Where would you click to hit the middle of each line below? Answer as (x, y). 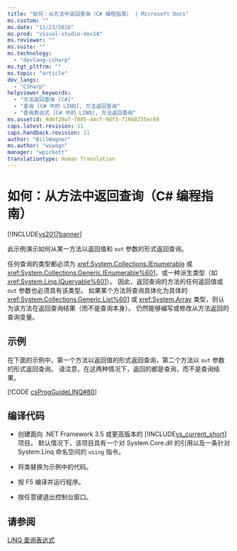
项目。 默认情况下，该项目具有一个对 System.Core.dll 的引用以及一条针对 (124, 443)
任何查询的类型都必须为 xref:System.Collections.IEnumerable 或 (100, 264)
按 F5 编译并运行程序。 (51, 482)
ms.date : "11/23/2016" (41, 27)
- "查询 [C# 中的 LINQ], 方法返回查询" (67, 106)
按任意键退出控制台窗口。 (55, 497)
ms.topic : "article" (38, 73)
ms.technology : (30, 54)
